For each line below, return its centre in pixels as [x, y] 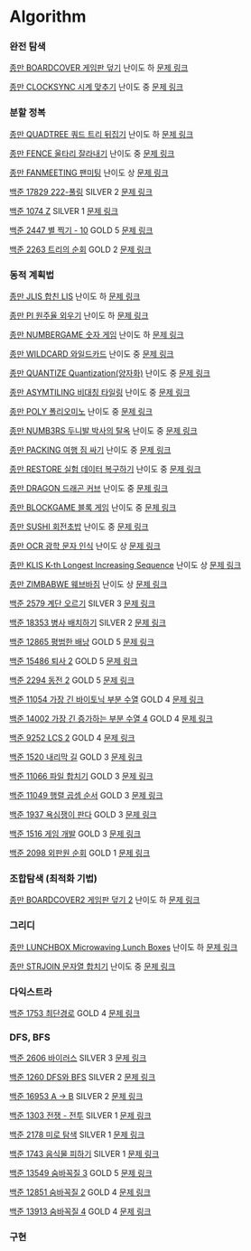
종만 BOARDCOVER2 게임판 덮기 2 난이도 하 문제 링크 [105, 900]
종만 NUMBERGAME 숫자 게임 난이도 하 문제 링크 [97, 335]
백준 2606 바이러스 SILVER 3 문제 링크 [78, 1058]
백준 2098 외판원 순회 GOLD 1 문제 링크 [80, 853]
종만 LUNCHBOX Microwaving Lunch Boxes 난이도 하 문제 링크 [124, 947]
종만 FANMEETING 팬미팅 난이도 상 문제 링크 [89, 173]
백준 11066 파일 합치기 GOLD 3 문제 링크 [81, 776]
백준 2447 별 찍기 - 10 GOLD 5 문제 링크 [81, 230]
